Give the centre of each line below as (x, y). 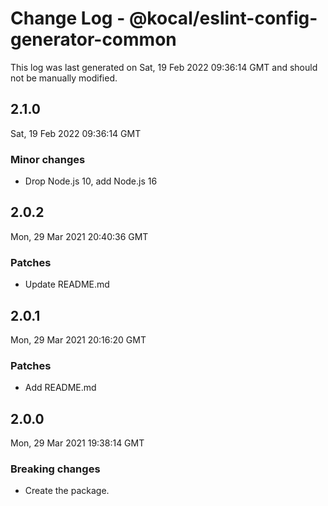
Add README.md (60, 388)
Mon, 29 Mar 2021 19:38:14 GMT (77, 443)
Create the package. (67, 491)
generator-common (93, 39)
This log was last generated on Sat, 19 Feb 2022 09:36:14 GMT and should (164, 67)
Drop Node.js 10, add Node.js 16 (91, 181)
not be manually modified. (64, 78)
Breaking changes (55, 469)
